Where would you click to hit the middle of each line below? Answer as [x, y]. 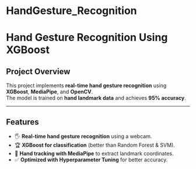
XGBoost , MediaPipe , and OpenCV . [50, 92]
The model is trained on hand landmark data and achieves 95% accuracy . [96, 98]
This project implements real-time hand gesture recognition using [86, 85]
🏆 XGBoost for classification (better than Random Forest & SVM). [94, 145]
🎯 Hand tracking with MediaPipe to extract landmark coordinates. [94, 154]
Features [22, 122]
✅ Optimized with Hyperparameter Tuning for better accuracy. [91, 160]
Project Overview [38, 71]
